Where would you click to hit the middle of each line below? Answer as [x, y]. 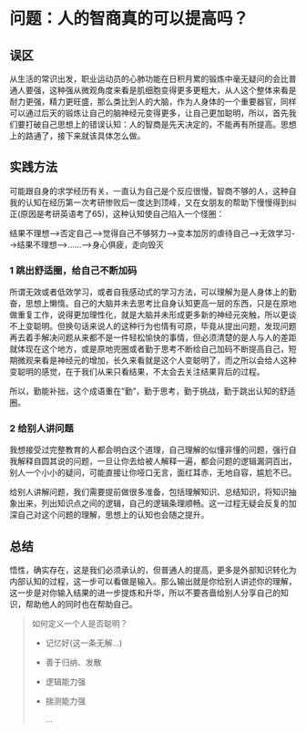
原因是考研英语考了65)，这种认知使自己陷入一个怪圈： [122, 213]
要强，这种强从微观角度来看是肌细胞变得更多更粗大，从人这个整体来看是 [161, 90]
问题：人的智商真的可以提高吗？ [129, 19]
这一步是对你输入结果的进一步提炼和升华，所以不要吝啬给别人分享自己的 [145, 593]
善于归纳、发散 [73, 663]
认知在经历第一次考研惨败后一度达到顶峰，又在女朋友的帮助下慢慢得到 [157, 202]
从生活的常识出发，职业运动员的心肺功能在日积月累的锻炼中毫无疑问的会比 [149, 79]
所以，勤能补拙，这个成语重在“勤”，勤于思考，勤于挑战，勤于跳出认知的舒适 [153, 391]
